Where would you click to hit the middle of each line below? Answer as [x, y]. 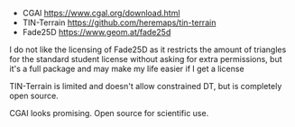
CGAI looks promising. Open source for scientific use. [109, 113]
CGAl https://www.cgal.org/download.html [101, 13]
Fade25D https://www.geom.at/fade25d [97, 32]
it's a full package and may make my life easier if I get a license [127, 68]
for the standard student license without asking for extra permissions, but [146, 59]
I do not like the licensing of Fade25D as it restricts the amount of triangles [148, 50]
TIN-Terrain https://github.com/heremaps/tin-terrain [119, 23]
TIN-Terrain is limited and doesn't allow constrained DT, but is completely [146, 86]
